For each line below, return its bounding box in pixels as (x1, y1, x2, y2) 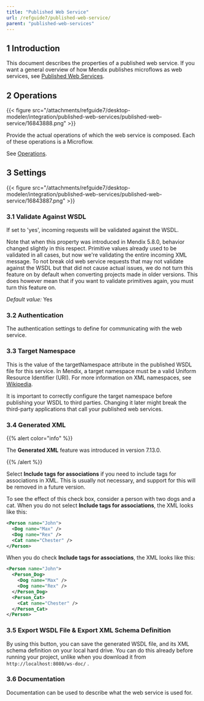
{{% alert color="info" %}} (6, 435, 74, 442)
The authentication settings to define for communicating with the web (6, 325, 183, 332)
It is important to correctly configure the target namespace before (6, 392, 173, 400)
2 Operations (6, 90, 57, 101)
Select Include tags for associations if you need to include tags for (6, 470, 176, 478)
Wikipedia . (6, 380, 33, 387)
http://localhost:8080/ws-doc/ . (6, 659, 89, 667)
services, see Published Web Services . (6, 72, 105, 80)
